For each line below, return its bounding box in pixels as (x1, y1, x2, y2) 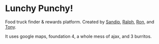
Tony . (5, 24, 16, 29)
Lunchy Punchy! (5, 3, 73, 14)
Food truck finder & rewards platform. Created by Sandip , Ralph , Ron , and (5, 19, 155, 25)
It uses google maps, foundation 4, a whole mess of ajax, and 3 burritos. (5, 33, 152, 39)
